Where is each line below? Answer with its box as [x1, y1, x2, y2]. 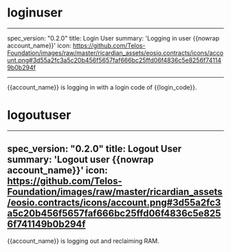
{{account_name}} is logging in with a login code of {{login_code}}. [7, 83, 197, 91]
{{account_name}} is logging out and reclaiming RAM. [7, 236, 159, 245]
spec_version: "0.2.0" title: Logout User [7, 143, 182, 155]
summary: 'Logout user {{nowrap [7, 154, 154, 166]
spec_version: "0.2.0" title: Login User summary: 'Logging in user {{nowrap [7, 34, 220, 42]
